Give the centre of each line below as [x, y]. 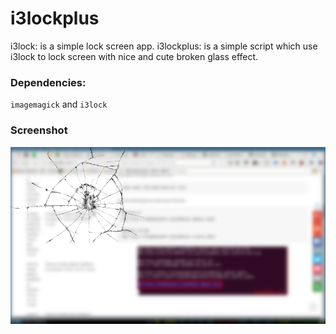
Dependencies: [48, 82]
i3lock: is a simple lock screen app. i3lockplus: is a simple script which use [164, 46]
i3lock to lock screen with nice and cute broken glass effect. [134, 56]
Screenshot [39, 130]
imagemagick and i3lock [59, 104]
